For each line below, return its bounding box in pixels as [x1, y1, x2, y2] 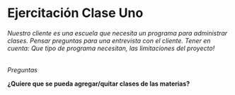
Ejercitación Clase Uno [7, 5, 144, 21]
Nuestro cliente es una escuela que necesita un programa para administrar [7, 28, 228, 37]
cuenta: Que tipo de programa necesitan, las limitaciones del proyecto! [7, 44, 215, 52]
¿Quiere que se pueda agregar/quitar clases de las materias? [7, 79, 190, 88]
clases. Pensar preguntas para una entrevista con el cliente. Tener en [7, 36, 211, 45]
